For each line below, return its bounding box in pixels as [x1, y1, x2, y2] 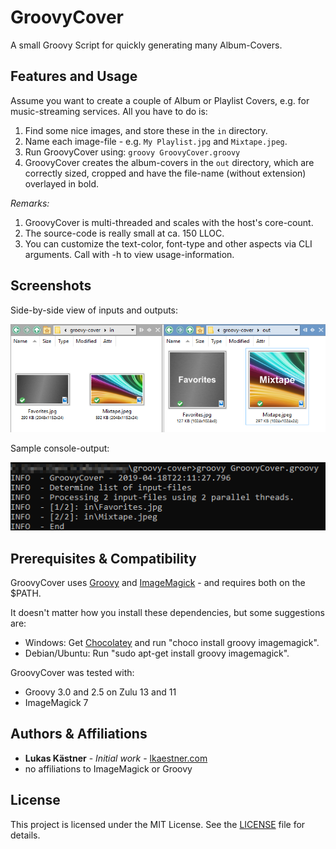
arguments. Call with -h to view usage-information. [24, 248, 235, 260]
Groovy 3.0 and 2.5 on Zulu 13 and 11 [24, 686, 177, 698]
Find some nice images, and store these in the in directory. [24, 124, 268, 136]
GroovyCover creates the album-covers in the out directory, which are [24, 156, 315, 168]
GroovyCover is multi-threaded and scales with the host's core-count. [24, 216, 314, 228]
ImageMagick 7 [24, 696, 89, 708]
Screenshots [10, 277, 92, 295]
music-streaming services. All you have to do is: [10, 105, 208, 117]
